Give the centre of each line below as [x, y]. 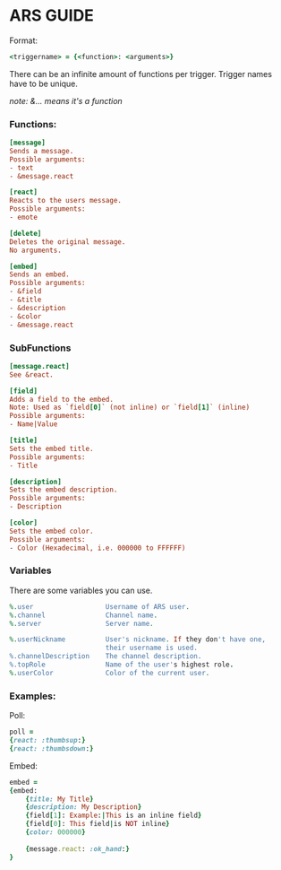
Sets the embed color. [51, 531]
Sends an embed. [39, 274]
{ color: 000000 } [56, 832]
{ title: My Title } [60, 799]
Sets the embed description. [64, 490]
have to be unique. [44, 83]
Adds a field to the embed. [62, 399]
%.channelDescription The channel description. [106, 657]
